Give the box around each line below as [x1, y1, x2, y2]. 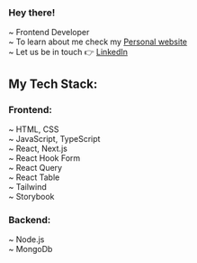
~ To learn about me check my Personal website [8, 36, 188, 47]
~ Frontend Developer [8, 27, 90, 38]
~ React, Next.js [8, 143, 68, 154]
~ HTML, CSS [8, 124, 59, 135]
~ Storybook [8, 191, 55, 202]
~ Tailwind [8, 181, 47, 192]
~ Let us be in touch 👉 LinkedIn [8, 47, 128, 58]
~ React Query [8, 162, 63, 173]
